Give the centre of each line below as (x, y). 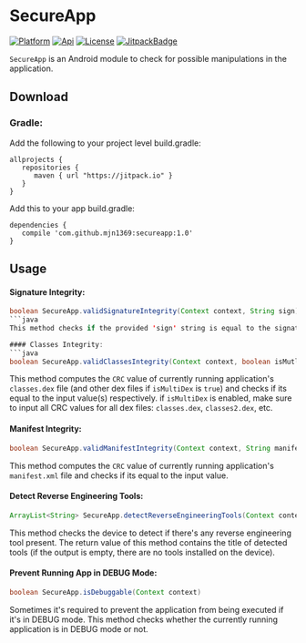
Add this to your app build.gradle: (72, 208)
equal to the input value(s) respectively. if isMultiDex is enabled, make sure (151, 398)
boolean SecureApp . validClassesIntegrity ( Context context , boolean (140, 362)
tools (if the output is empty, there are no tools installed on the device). (143, 552)
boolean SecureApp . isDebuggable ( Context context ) (106, 592)
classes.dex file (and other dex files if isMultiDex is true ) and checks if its (148, 389)
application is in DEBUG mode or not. (79, 628)
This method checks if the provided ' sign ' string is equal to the (140, 328)
